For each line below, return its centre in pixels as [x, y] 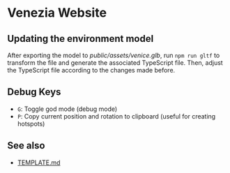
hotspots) [31, 123]
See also [26, 145]
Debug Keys [34, 92]
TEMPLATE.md [39, 163]
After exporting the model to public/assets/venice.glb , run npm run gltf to [114, 55]
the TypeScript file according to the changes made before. [91, 70]
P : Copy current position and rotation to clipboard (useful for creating [116, 116]
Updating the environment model [80, 39]
